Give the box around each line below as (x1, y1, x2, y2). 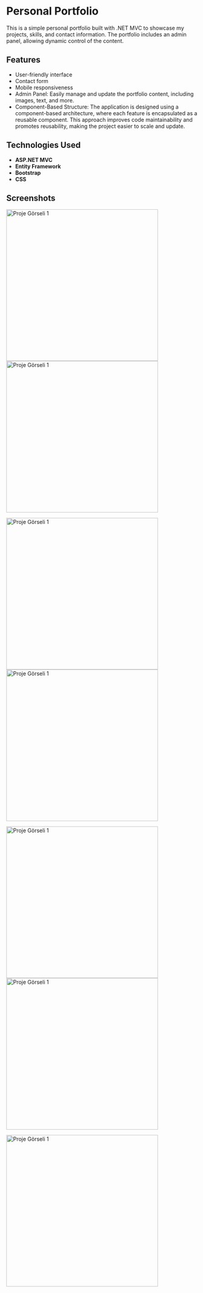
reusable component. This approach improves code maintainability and (15, 116, 193, 123)
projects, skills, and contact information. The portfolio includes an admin (6, 30, 187, 38)
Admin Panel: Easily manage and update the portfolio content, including (15, 90, 194, 98)
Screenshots (6, 193, 56, 203)
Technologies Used (6, 140, 81, 150)
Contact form (15, 77, 48, 84)
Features (6, 55, 41, 65)
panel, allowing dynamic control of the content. (6, 37, 124, 44)
